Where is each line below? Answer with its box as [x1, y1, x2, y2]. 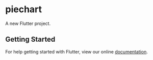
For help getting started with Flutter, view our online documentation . [5, 48, 148, 54]
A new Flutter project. [5, 20, 51, 26]
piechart [5, 4, 42, 15]
